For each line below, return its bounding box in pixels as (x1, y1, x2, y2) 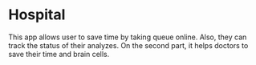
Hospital (8, 6, 66, 24)
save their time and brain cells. (8, 49, 110, 59)
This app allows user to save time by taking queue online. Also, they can (8, 32, 247, 42)
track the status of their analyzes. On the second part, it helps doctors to (8, 40, 249, 50)
